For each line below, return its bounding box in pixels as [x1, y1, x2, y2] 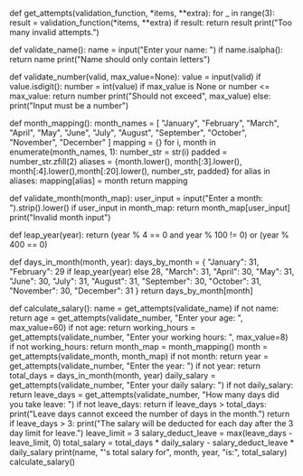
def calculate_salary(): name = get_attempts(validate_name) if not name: [9, 303, 279, 313]
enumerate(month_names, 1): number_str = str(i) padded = [9, 146, 228, 157]
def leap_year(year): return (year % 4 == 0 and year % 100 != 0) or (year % [9, 229, 289, 240]
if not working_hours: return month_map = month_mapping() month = [9, 341, 269, 351]
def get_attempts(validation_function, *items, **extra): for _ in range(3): [9, 8, 276, 18]
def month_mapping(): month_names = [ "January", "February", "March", [9, 117, 279, 128]
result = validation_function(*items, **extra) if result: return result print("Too [9, 17, 292, 28]
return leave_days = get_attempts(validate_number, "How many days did [9, 389, 280, 400]
